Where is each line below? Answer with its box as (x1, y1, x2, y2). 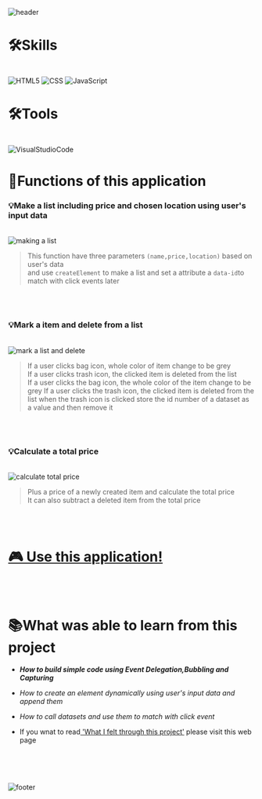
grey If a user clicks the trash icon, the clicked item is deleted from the (27, 385, 254, 396)
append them (19, 696, 63, 706)
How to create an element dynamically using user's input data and (19, 688, 235, 698)
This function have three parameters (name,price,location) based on (27, 251, 253, 261)
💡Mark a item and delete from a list (8, 319, 143, 330)
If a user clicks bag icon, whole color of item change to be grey (27, 361, 231, 370)
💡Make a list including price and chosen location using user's (8, 200, 246, 211)
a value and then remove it (27, 403, 113, 412)
